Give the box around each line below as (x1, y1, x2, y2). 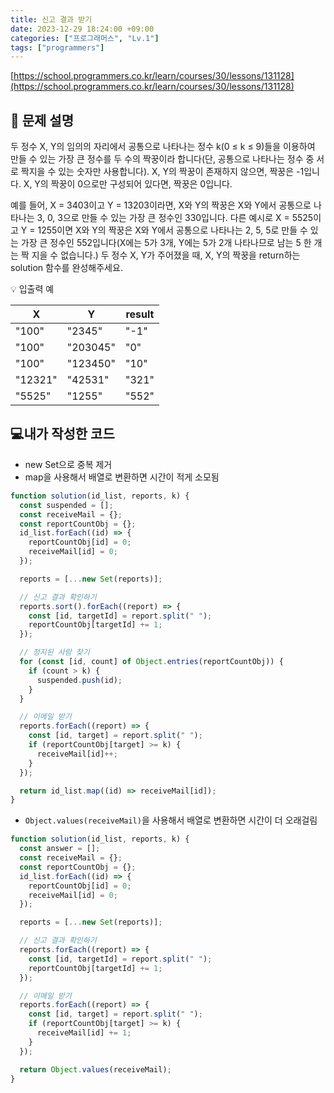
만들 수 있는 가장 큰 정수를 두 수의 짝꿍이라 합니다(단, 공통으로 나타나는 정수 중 (10, 153, 315, 165)
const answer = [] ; (19, 844, 101, 854)
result (125, 307, 155, 321)
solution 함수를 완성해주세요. (10, 262, 123, 274)
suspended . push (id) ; (36, 675, 123, 685)
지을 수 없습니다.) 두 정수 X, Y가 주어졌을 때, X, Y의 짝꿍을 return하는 (31, 249, 301, 261)
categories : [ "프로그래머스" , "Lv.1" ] (10, 33, 160, 43)
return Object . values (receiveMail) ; (19, 1064, 172, 1075)
